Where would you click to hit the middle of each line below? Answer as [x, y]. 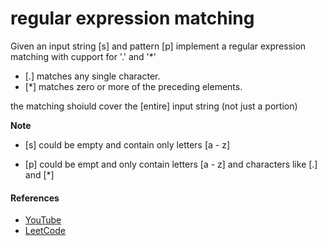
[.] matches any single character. [92, 76]
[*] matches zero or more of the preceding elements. [133, 86]
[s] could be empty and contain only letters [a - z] [127, 144]
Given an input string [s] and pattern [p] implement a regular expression [158, 46]
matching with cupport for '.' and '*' [83, 56]
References [35, 198]
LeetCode [45, 231]
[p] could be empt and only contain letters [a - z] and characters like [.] [171, 164]
